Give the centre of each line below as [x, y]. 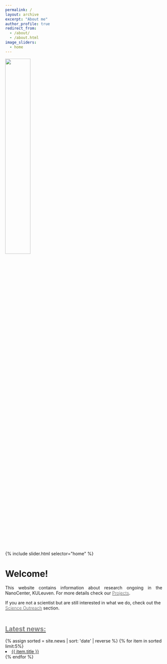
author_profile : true [28, 24]
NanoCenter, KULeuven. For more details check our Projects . [68, 593]
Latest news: [26, 629]
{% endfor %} [19, 657]
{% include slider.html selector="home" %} [49, 553]
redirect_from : [21, 29]
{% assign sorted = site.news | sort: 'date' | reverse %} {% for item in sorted [83, 641]
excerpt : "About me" [27, 19]
